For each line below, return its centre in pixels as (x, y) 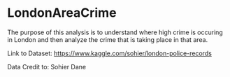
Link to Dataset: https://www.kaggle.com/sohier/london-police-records (109, 53)
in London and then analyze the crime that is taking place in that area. (108, 39)
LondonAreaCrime (62, 13)
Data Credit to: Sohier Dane (46, 66)
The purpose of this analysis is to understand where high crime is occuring (115, 32)
